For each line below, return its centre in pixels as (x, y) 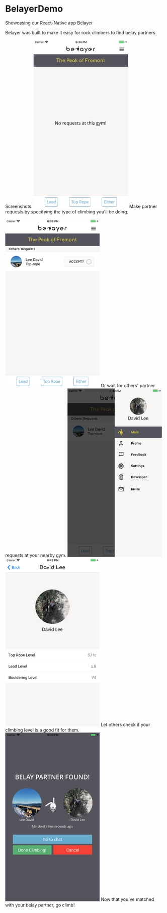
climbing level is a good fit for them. (42, 730)
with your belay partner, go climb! (40, 905)
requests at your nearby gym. (36, 555)
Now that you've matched (127, 899)
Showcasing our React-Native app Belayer (49, 23)
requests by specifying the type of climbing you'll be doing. (67, 212)
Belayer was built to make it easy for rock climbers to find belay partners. (81, 32)
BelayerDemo (34, 9)
